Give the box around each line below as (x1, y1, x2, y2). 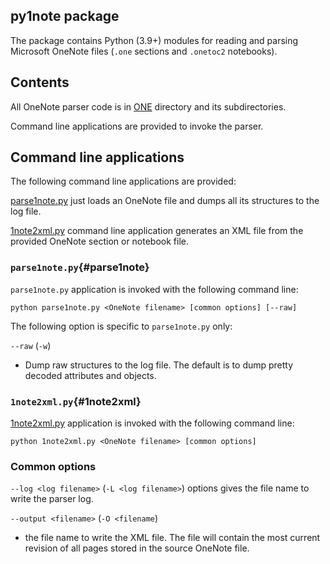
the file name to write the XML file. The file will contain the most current (24, 532, 321, 544)
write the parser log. (10, 493, 94, 505)
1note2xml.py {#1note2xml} (10, 394, 142, 408)
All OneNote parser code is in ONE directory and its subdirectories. (10, 100, 287, 113)
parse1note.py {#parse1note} (10, 260, 150, 274)
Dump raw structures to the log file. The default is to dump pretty (24, 359, 294, 371)
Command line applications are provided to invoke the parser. (10, 120, 264, 132)
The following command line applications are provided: (10, 175, 237, 188)
